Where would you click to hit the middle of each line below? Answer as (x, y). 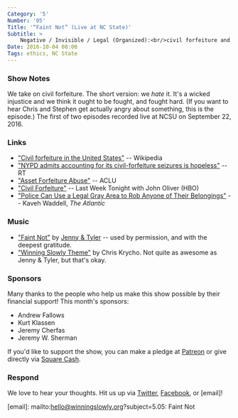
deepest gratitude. (45, 245)
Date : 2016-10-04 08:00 (43, 47)
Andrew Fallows (41, 315)
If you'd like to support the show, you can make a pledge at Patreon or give (117, 352)
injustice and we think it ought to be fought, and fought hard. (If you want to (118, 102)
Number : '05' (27, 21)
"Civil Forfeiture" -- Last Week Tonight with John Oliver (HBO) (108, 188)
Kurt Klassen (36, 323)
